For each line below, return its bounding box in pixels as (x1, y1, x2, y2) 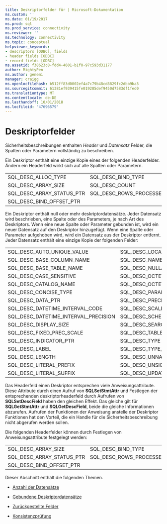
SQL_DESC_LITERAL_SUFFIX (7, 369, 76, 376)
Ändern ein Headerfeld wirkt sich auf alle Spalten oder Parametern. (5, 162, 143, 168)
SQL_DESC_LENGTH (7, 353, 56, 360)
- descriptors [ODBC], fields (5, 49, 68, 54)
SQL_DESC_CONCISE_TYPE (7, 289, 73, 296)
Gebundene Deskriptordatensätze (12, 494, 82, 500)
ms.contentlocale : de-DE (5, 95, 57, 100)
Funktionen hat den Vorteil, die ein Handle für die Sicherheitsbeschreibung (5, 414, 158, 420)
